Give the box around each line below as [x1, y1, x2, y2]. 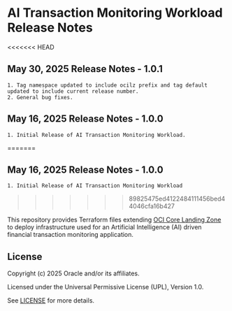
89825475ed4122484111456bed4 [129, 194, 226, 203]
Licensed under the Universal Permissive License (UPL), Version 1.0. [7, 283, 204, 291]
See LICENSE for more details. [7, 296, 95, 305]
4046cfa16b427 [129, 202, 175, 210]
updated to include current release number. [7, 87, 139, 95]
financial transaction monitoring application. [7, 231, 134, 239]
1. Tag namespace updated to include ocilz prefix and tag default [7, 82, 208, 89]
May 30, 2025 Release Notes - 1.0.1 [7, 63, 163, 75]
